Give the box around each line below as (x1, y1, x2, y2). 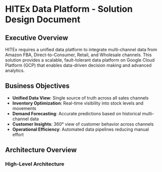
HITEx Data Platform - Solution (5, 3, 133, 15)
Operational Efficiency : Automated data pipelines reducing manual (12, 126, 149, 132)
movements (12, 105, 37, 111)
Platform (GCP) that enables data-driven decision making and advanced (5, 63, 152, 68)
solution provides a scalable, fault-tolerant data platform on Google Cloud (5, 57, 155, 63)
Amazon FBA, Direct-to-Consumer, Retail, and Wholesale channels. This (5, 52, 152, 58)
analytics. (5, 68, 25, 73)
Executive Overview (5, 34, 68, 42)
